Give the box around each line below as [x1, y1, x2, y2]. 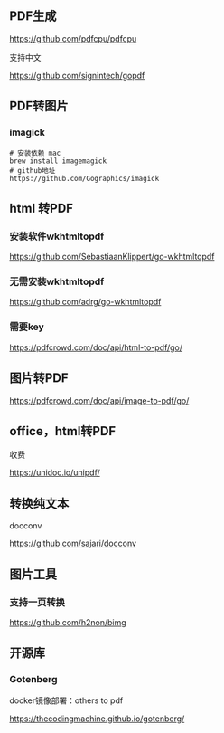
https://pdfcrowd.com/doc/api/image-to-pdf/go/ [9, 395, 190, 405]
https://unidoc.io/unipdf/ [9, 467, 101, 478]
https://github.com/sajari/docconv [9, 538, 137, 549]
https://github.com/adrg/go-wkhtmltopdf [9, 297, 162, 308]
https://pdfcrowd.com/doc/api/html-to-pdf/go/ [9, 342, 183, 353]
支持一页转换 [9, 595, 66, 608]
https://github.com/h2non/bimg [9, 616, 126, 627]
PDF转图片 [9, 99, 70, 114]
